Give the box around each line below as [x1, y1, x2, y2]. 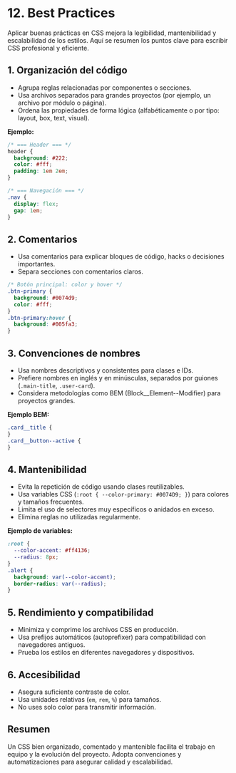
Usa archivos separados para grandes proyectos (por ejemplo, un [17, 90, 212, 99]
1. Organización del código [7, 64, 128, 76]
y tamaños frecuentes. [17, 497, 84, 507]
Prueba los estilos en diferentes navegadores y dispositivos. [17, 648, 195, 657]
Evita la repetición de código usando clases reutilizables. [17, 482, 185, 491]
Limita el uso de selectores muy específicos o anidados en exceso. [17, 505, 215, 514]
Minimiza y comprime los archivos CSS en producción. [17, 626, 179, 634]
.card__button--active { [7, 437, 81, 445]
